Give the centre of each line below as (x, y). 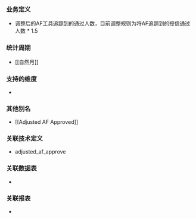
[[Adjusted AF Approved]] (46, 122)
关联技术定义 (25, 139)
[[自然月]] (27, 62)
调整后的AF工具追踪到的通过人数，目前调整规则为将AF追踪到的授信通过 (102, 24)
